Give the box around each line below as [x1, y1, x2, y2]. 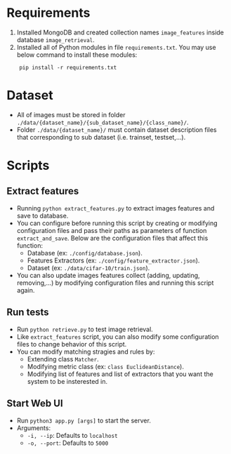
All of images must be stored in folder [16, 110, 126, 119]
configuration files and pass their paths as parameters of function [16, 226, 207, 234]
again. [16, 286, 35, 294]
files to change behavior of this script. [16, 340, 127, 348]
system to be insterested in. [27, 377, 108, 385]
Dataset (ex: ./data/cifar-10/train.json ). [27, 263, 150, 272]
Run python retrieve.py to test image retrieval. [16, 325, 154, 333]
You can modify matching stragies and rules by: [16, 347, 155, 356]
